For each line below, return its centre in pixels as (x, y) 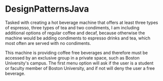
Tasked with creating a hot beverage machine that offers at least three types (81, 22)
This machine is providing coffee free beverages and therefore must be (76, 53)
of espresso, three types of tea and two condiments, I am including (72, 27)
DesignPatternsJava (47, 9)
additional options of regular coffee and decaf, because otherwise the (75, 33)
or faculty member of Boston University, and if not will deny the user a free (80, 68)
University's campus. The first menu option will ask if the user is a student (79, 63)
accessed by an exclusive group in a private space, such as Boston (72, 58)
